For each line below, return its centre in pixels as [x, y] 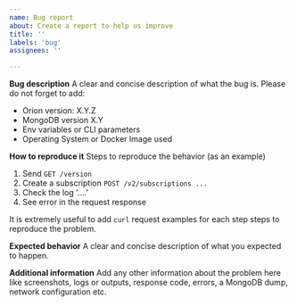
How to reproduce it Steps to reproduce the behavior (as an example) [137, 156]
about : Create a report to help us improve [91, 26]
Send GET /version [57, 174]
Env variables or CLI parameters [81, 129]
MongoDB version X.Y [63, 120]
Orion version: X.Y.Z [59, 111]
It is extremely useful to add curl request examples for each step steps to [144, 219]
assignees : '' [36, 51]
